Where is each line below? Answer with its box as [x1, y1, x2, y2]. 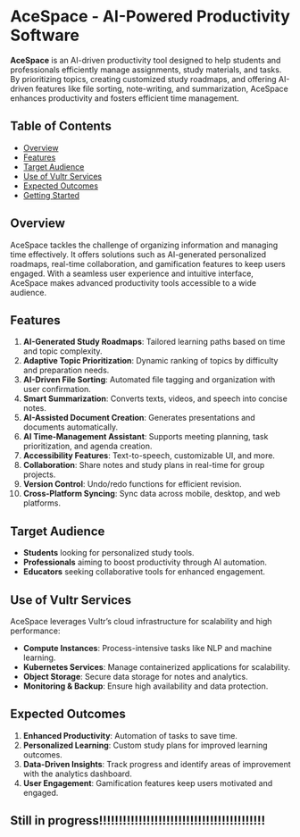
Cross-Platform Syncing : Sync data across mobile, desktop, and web [22, 489, 280, 499]
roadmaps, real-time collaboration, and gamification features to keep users [10, 258, 286, 269]
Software [10, 25, 79, 46]
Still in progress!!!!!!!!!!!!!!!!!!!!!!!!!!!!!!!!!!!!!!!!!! [10, 813, 266, 828]
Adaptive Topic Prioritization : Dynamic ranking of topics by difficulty [22, 356, 279, 366]
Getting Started [22, 189, 79, 200]
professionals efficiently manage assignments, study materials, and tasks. [10, 64, 282, 75]
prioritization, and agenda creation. [22, 440, 153, 452]
